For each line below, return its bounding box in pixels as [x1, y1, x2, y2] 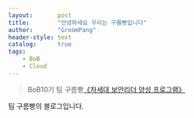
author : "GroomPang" [8, 26, 97, 34]
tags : [8, 48, 26, 55]
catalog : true [8, 41, 72, 48]
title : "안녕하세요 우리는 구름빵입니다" [8, 19, 148, 27]
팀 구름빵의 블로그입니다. [8, 101, 84, 110]
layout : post [8, 11, 72, 20]
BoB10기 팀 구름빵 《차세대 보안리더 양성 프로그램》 [27, 84, 186, 94]
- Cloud [22, 63, 47, 70]
